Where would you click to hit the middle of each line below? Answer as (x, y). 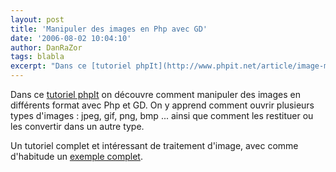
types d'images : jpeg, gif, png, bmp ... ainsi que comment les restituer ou (162, 115)
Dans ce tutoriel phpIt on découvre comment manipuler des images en (155, 94)
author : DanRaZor (46, 47)
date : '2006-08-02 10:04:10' (71, 38)
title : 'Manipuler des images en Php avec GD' (109, 29)
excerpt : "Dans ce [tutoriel (71, 66)
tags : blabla (37, 57)
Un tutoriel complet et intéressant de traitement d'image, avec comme (154, 145)
